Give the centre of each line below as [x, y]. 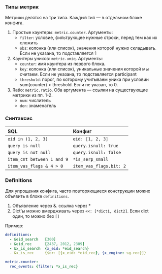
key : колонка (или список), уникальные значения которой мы [84, 69]
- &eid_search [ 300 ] [33, 239]
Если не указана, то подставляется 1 [58, 53]
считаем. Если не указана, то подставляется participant [78, 74]
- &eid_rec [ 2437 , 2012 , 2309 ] [47, 244]
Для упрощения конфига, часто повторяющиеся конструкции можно [78, 191]
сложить [29, 43]
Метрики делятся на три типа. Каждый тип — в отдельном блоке [74, 18]
